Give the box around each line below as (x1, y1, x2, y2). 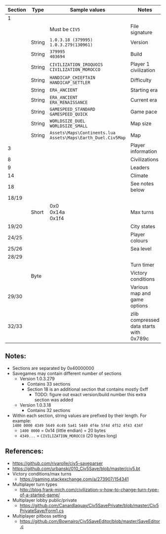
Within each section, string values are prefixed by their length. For (12, 413, 147, 418)
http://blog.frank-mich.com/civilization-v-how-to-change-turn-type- (19, 486, 160, 492)
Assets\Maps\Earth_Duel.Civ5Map (49, 135, 126, 140)
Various (130, 284, 148, 291)
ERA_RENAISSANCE (49, 100, 88, 105)
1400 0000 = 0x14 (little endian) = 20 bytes (19, 427, 106, 433)
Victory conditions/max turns (12, 471, 72, 476)
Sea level (130, 245, 152, 252)
